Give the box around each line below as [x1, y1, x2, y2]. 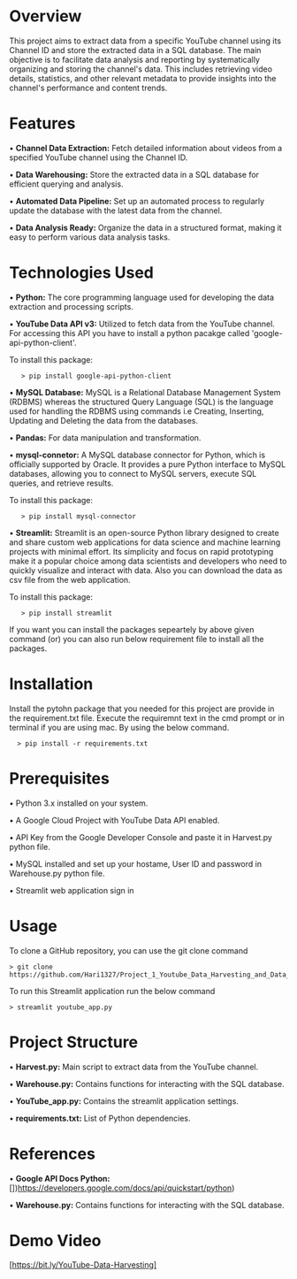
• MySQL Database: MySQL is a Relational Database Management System [9, 387, 281, 397]
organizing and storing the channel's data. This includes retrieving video [9, 64, 272, 74]
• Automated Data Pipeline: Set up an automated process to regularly [9, 195, 265, 206]
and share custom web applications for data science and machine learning [9, 537, 281, 548]
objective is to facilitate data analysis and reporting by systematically [9, 54, 261, 65]
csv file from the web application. [9, 574, 131, 585]
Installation [9, 674, 94, 693]
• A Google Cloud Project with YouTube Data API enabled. [9, 815, 220, 825]
